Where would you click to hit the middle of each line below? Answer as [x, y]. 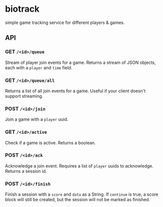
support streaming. [24, 96]
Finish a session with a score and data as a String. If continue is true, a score [82, 194]
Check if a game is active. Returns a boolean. [50, 143]
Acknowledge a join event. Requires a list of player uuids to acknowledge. [79, 166]
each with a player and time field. [39, 67]
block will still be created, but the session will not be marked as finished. [78, 200]
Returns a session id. [26, 171]
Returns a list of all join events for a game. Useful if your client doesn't [75, 91]
